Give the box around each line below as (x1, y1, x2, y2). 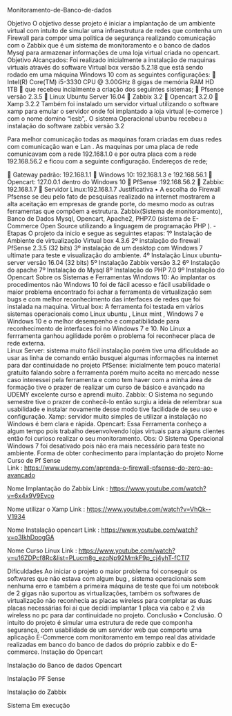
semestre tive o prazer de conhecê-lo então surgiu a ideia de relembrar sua (7, 398, 222, 406)
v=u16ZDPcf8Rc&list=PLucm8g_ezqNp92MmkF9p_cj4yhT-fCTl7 (7, 554, 190, 561)
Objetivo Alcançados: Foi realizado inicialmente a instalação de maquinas (7, 56, 216, 64)
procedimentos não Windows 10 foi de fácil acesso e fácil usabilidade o (7, 281, 211, 288)
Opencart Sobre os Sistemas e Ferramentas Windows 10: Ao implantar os (7, 273, 216, 281)
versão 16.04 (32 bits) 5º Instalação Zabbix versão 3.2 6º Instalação (27, 259, 220, 266)
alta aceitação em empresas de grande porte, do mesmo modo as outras (7, 200, 215, 208)
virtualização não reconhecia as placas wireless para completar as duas (7, 597, 213, 604)
